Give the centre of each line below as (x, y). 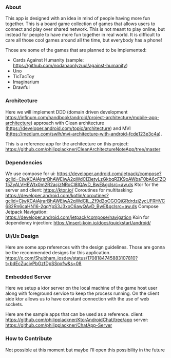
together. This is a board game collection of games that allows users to (80, 24)
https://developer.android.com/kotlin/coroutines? (57, 195)
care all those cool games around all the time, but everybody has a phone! (84, 40)
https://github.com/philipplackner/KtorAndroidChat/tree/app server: (77, 320)
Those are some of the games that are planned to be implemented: (76, 50)
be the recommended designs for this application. (58, 253)
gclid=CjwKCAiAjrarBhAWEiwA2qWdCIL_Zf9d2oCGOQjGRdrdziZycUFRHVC (85, 201)
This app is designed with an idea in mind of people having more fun (78, 18)
